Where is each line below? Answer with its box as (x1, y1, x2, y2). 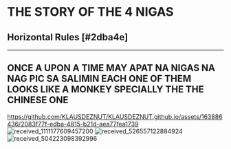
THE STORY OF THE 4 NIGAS (7, 4, 174, 20)
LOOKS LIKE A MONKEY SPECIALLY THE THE (7, 83, 204, 96)
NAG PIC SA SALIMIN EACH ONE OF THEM (7, 73, 192, 85)
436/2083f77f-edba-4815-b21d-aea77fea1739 (7, 120, 139, 128)
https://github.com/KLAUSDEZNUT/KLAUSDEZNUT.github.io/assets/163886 (7, 112, 223, 120)
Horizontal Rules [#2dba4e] (7, 31, 129, 43)
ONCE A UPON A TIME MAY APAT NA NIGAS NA (7, 62, 215, 74)
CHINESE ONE (7, 94, 69, 106)
